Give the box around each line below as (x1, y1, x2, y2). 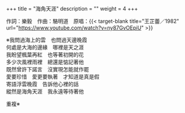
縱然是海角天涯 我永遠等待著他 (6, 88, 84, 95)
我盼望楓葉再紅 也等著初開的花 (6, 51, 84, 58)
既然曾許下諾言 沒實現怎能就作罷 (6, 66, 89, 72)
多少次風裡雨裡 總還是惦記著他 (6, 58, 84, 65)
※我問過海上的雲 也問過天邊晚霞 (6, 36, 87, 43)
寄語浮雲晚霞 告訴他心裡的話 (6, 81, 79, 87)
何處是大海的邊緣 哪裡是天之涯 (6, 44, 84, 51)
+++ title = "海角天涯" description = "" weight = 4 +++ (6, 5, 138, 12)
